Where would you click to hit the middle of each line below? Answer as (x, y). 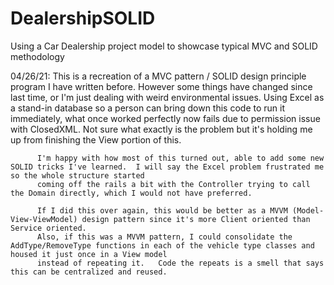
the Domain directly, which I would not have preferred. (131, 193)
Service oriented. (48, 228)
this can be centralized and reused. (89, 272)
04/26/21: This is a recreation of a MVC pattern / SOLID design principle (158, 76)
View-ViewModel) (44, 219)
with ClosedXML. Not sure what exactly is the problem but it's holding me (161, 129)
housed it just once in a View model (89, 254)
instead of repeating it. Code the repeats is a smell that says (180, 263)
